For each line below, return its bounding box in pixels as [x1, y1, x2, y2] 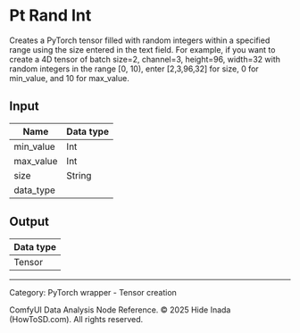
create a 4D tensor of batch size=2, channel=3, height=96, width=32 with [9, 54, 281, 64]
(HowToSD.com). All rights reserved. [9, 313, 144, 324]
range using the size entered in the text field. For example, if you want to [9, 44, 276, 54]
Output [9, 214, 49, 229]
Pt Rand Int [9, 5, 92, 26]
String [66, 169, 92, 181]
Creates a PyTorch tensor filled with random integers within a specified [9, 35, 271, 46]
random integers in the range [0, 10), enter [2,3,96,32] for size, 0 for [9, 63, 259, 74]
